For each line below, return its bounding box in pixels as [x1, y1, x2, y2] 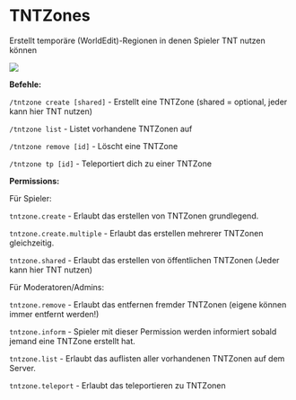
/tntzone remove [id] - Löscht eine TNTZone [9, 140, 178, 151]
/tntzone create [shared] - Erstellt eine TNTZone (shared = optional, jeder [9, 96, 288, 107]
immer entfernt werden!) [9, 308, 100, 319]
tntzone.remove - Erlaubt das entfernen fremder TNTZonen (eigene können [9, 298, 287, 310]
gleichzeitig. [9, 237, 55, 248]
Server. [9, 362, 36, 373]
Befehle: [9, 78, 42, 90]
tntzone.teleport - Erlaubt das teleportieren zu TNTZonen [9, 379, 226, 391]
